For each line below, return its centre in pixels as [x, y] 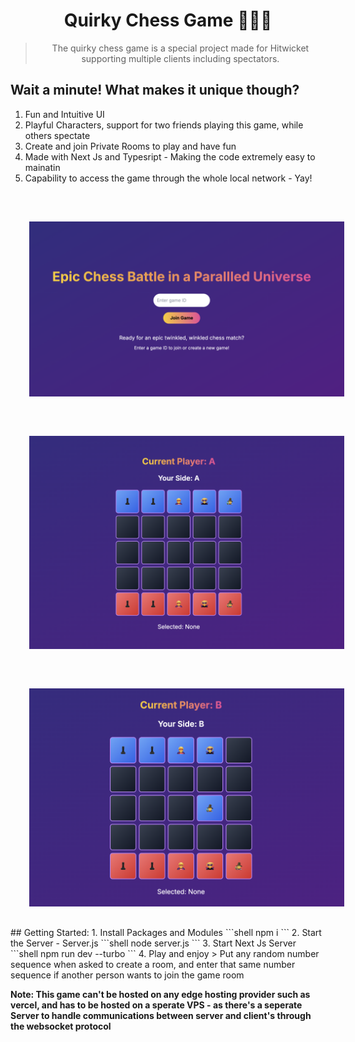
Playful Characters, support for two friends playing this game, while [164, 125]
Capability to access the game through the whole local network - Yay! [168, 178]
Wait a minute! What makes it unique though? [155, 90]
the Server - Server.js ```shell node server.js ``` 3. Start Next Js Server [153, 943]
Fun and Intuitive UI [64, 114]
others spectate [57, 135]
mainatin [42, 167]
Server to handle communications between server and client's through [161, 1016]
